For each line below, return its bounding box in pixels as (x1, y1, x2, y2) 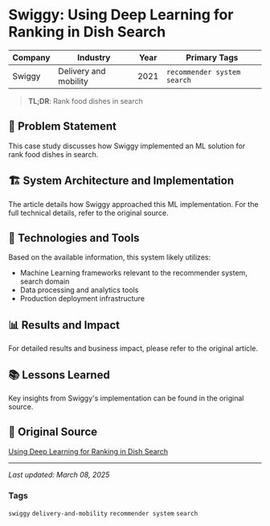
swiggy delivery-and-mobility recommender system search (8, 510, 198, 518)
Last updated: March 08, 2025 (8, 470, 110, 479)
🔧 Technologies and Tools (8, 231, 140, 245)
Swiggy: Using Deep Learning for (8, 6, 234, 24)
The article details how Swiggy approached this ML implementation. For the (8, 199, 259, 209)
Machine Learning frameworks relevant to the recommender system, (19, 268, 247, 278)
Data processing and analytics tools (19, 285, 139, 295)
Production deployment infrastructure (19, 294, 145, 304)
